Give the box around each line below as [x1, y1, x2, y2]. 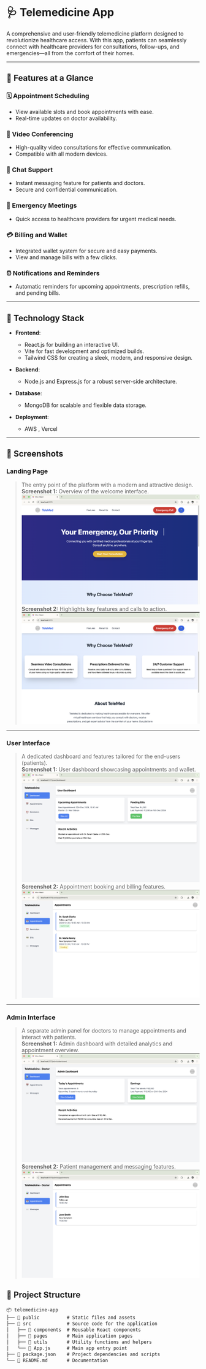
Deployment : [15, 413, 49, 420]
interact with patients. [21, 1034, 77, 1041]
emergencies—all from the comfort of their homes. [6, 49, 135, 56]
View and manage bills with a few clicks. [15, 253, 118, 261]
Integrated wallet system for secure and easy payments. [15, 247, 158, 254]
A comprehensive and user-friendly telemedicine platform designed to [6, 29, 184, 37]
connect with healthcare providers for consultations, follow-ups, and [6, 43, 180, 50]
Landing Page [6, 467, 48, 476]
